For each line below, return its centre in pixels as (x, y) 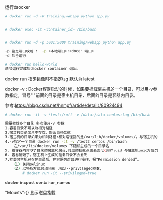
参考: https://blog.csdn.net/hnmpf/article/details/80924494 (64, 105)
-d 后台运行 (16, 56)
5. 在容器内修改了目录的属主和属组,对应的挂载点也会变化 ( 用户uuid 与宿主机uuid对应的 (82, 150)
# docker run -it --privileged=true (59, 173)
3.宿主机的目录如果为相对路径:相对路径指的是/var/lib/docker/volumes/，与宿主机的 (81, 137)
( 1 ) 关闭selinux (29, 164)
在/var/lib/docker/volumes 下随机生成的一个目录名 (62, 146)
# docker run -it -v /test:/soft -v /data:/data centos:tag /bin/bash (78, 115)
